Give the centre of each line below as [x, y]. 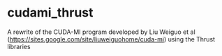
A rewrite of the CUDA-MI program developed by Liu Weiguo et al [101, 32]
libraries [19, 46]
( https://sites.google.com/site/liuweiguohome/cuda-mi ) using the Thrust [111, 39]
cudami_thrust [50, 13]
